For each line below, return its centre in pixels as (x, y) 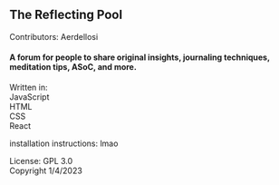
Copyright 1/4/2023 (46, 170)
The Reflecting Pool (66, 15)
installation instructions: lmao (64, 143)
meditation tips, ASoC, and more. (73, 67)
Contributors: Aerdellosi (54, 36)
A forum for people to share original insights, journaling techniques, (139, 57)
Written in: (29, 88)
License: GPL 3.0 (41, 161)
